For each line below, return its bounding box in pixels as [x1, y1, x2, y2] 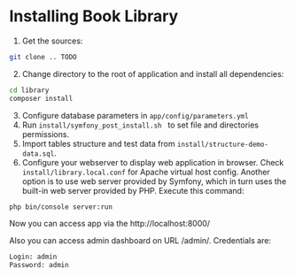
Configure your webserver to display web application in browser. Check [21, 157, 284, 167]
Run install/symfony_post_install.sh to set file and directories [21, 119, 260, 130]
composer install [9, 94, 74, 103]
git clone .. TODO [9, 52, 77, 61]
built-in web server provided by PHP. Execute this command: [21, 185, 245, 196]
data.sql [21, 149, 55, 158]
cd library [9, 86, 50, 95]
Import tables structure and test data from [21, 138, 175, 149]
